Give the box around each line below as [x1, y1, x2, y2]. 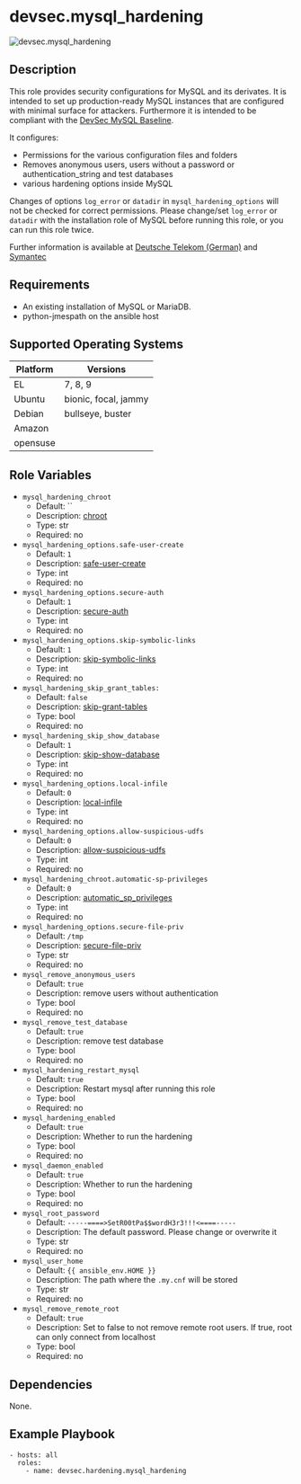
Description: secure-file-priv [35, 940, 142, 951]
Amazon [13, 422, 49, 435]
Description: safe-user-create [35, 558, 146, 569]
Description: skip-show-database [35, 749, 160, 760]
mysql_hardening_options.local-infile [22, 779, 168, 788]
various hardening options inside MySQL [22, 178, 173, 189]
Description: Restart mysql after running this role [35, 1083, 216, 1094]
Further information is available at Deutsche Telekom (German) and [9, 241, 258, 253]
